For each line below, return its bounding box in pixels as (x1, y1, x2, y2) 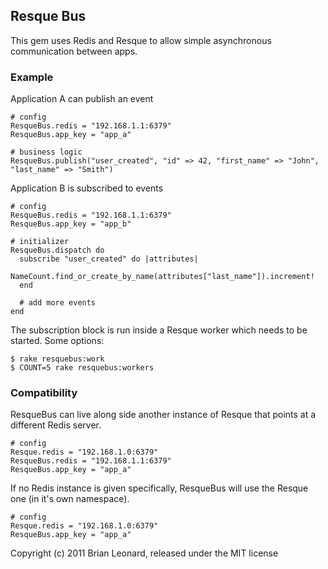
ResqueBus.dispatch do (10, 245, 105, 256)
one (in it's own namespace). (10, 493, 130, 505)
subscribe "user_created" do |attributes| (19, 254, 199, 264)
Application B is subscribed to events (10, 182, 164, 194)
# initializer (10, 237, 70, 247)
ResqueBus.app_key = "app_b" (10, 219, 132, 229)
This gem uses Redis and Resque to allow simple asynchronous (10, 34, 272, 46)
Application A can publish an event (10, 93, 154, 105)
